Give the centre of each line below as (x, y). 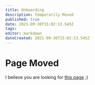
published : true (22, 19)
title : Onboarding (25, 10)
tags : (11, 29)
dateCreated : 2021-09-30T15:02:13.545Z (47, 38)
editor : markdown (24, 33)
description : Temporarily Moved (39, 15)
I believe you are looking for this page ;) (47, 77)
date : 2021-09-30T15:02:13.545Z (39, 24)
